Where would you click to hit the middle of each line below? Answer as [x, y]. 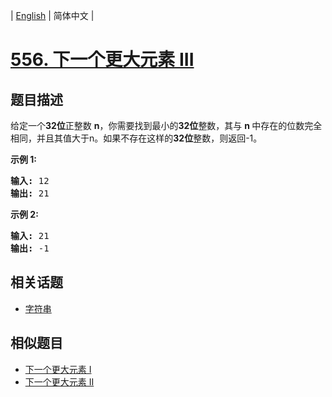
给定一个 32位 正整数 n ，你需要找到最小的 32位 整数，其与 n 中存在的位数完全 [166, 125]
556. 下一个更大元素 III [102, 60]
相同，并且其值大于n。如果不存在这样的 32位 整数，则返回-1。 [136, 138]
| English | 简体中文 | [52, 15]
